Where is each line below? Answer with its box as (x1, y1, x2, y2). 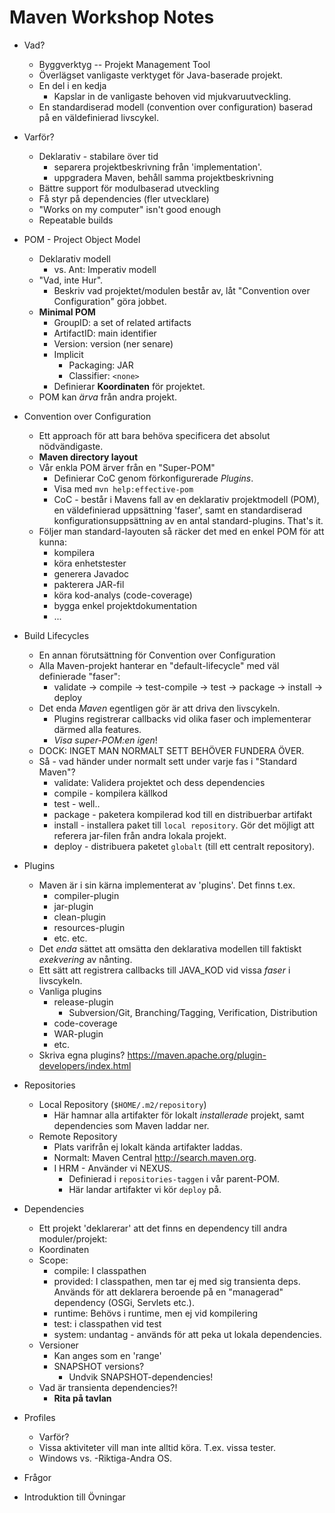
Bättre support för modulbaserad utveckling (38, 182, 220, 194)
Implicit (53, 348, 84, 360)
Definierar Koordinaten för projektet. (53, 380, 206, 392)
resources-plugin (53, 921, 126, 933)
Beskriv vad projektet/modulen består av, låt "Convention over (53, 284, 311, 296)
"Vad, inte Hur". (38, 274, 104, 286)
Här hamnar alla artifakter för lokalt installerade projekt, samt (53, 1109, 305, 1121)
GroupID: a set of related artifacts (53, 316, 192, 328)
